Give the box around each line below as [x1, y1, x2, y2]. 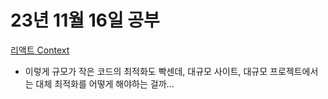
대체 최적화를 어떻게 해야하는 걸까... [35, 77, 175, 90]
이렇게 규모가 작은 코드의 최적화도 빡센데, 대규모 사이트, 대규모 [24, 65, 268, 77]
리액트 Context [10, 44, 70, 56]
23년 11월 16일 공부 [10, 9, 160, 32]
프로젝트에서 [269, 65, 319, 77]
